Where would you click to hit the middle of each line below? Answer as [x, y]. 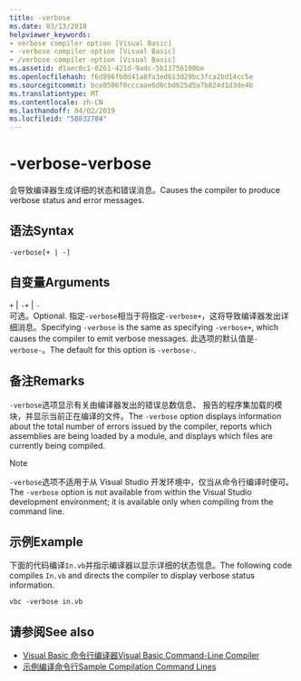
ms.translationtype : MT [54, 93]
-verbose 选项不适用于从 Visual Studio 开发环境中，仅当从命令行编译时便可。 [152, 482]
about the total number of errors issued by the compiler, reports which [141, 426]
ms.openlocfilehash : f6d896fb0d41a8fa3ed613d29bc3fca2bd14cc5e [131, 77]
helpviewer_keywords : [50, 34]
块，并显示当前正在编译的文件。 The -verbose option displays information [146, 416]
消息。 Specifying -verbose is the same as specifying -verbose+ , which [148, 326]
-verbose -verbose [81, 164]
